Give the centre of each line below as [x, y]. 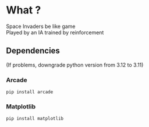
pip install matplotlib [35, 119]
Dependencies [33, 51]
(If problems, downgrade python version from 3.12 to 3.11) [75, 65]
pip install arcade [30, 92]
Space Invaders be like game [41, 26]
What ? [24, 10]
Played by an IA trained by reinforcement [55, 32]
